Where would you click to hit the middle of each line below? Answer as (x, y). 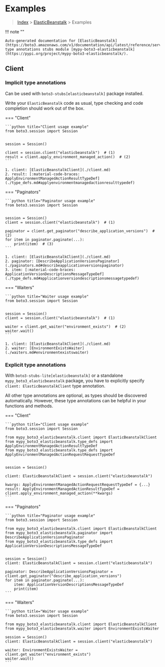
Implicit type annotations (36, 83)
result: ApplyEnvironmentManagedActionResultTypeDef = (62, 489)
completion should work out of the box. (45, 108)
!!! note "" (15, 31)
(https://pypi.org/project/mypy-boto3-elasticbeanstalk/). (67, 54)
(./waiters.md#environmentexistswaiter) (47, 352)
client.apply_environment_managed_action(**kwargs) (59, 493)
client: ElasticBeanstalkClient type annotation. (55, 386)
